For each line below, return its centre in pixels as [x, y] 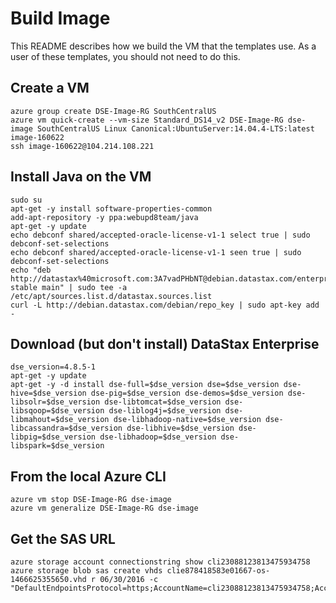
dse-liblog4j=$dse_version [165, 411]
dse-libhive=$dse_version [180, 428]
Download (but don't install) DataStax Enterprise [165, 343]
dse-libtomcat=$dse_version [163, 402]
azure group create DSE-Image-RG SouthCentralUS [113, 111]
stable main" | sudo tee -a [69, 287]
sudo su [26, 200]
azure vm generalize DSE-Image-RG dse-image [104, 508]
